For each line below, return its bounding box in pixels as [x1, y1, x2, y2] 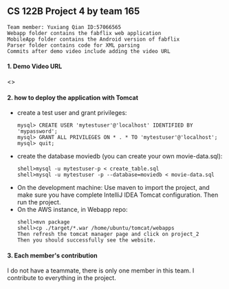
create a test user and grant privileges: [17, 109, 127, 117]
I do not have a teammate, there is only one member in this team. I [7, 266, 195, 275]
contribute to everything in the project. [7, 274, 117, 282]
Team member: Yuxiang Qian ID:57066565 [7, 23, 122, 30]
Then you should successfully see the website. [17, 237, 156, 244]
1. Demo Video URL [7, 62, 63, 71]
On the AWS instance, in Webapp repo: [17, 206, 128, 214]
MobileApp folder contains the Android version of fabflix [7, 36, 180, 43]
